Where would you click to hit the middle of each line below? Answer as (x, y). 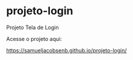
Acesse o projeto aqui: (34, 39)
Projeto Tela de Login (32, 27)
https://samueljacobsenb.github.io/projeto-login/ (66, 50)
